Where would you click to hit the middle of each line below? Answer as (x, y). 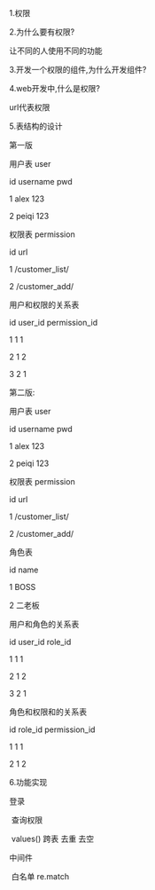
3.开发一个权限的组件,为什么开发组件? (78, 70)
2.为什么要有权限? (42, 32)
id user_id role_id (40, 642)
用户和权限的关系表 (44, 305)
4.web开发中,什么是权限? (54, 88)
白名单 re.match (40, 876)
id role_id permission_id (52, 729)
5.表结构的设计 (36, 126)
